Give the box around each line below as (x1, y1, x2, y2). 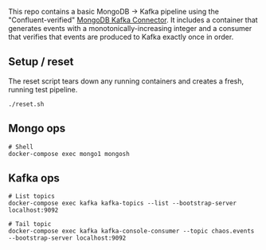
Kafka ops (8, 171, 60, 186)
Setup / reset (8, 55, 74, 68)
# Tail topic (8, 221, 52, 229)
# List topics (8, 193, 56, 201)
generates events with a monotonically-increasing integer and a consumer (8, 24, 252, 33)
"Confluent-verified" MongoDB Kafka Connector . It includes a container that (8, 15, 258, 25)
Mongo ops (8, 122, 66, 135)
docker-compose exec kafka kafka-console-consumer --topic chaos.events (8, 227, 255, 236)
